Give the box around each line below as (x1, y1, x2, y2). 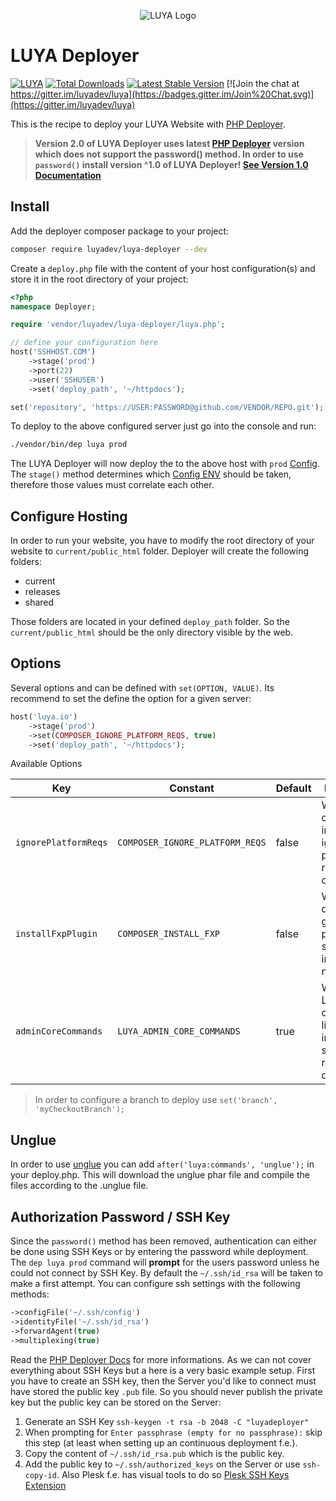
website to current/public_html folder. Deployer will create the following (10, 545, 310, 557)
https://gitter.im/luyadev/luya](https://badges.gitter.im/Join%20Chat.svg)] (10, 88, 315, 100)
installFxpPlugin (15, 928, 98, 940)
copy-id (24, 1470, 57, 1480)
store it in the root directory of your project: (10, 273, 189, 285)
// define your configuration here (10, 338, 159, 348)
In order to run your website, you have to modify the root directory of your (10, 535, 315, 547)
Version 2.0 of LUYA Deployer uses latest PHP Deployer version (34, 137, 305, 149)
